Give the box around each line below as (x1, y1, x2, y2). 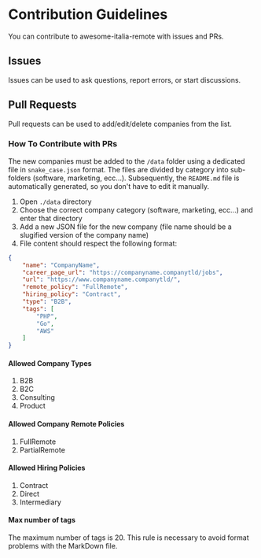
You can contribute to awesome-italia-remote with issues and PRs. (8, 31, 224, 41)
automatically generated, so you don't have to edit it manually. (8, 181, 210, 190)
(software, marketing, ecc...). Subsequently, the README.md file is (32, 173, 240, 183)
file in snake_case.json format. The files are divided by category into (8, 164, 230, 174)
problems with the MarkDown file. (8, 541, 118, 551)
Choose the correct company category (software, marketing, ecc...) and (19, 205, 253, 214)
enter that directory (19, 213, 83, 223)
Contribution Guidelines (8, 6, 168, 24)
